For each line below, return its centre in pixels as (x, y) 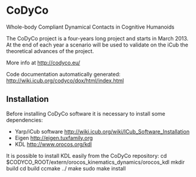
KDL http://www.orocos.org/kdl (53, 144)
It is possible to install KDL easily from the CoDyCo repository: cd (87, 156)
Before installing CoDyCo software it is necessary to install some (86, 113)
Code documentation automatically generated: (63, 74)
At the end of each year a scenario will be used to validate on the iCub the (97, 45)
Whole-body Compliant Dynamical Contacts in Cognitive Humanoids (90, 27)
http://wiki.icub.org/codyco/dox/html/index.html (65, 80)
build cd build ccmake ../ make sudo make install (66, 168)
